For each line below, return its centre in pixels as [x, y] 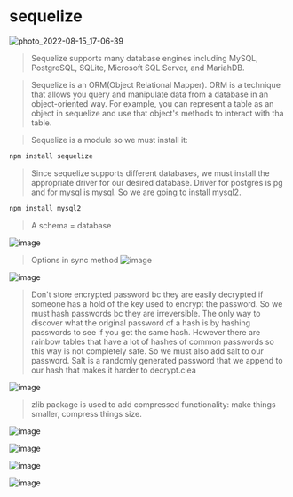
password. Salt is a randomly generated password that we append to [157, 360]
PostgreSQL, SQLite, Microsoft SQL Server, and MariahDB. [138, 68]
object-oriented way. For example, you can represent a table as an [152, 103]
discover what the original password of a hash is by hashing [141, 323]
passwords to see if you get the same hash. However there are [146, 332]
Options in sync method [75, 260]
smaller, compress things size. [86, 413]
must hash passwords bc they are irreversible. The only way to [146, 313]
